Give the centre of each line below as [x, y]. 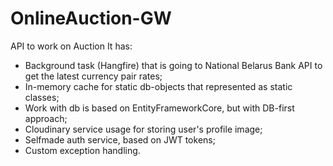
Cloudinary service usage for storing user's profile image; [143, 129]
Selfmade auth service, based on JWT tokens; [120, 139]
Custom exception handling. [82, 150]
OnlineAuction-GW [91, 18]
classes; [42, 97]
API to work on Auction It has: [71, 46]
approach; [46, 118]
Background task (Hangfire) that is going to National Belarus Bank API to [173, 65]
